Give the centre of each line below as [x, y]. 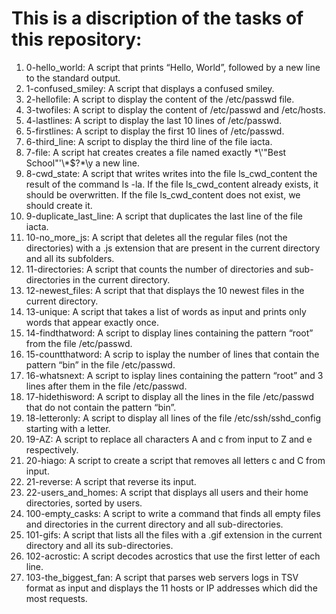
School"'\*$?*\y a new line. [82, 163]
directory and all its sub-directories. [99, 545]
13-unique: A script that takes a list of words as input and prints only [166, 311]
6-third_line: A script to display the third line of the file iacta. [149, 141]
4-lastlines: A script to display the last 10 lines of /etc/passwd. [153, 120]
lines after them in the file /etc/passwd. [106, 386]
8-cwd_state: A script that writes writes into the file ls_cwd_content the [171, 173]
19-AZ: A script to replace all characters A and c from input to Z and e [169, 439]
